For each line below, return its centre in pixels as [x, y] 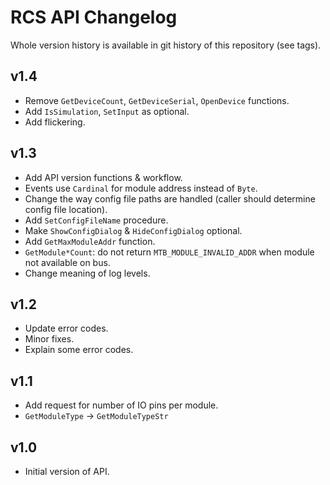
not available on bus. [67, 262]
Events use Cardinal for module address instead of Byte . [141, 188]
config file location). [66, 209]
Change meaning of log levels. [87, 273]
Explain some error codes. [79, 350]
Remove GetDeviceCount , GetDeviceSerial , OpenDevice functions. [157, 100]
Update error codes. [66, 328]
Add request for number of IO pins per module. [121, 405]
